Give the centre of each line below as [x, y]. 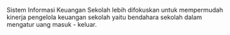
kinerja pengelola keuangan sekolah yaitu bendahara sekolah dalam [104, 17]
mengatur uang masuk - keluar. [52, 24]
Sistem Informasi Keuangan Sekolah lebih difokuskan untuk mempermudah [115, 10]
